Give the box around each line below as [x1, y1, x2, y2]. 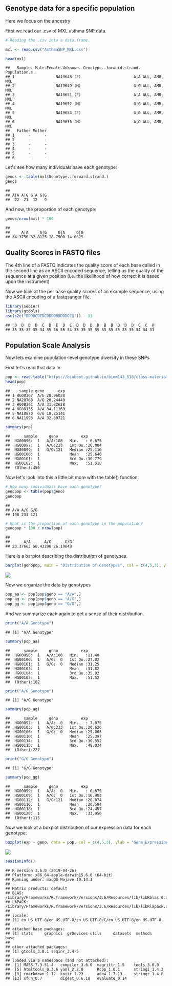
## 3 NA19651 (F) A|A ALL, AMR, [5, 92, 164, 98]
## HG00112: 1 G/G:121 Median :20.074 [5, 798, 102, 803]
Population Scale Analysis [5, 341, 91, 350]
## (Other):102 [5, 679, 40, 685]
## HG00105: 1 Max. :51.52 [5, 675, 100, 680]
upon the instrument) [5, 278, 50, 285]
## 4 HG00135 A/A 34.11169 [5, 407, 66, 412]
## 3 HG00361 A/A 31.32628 [5, 402, 66, 407]
